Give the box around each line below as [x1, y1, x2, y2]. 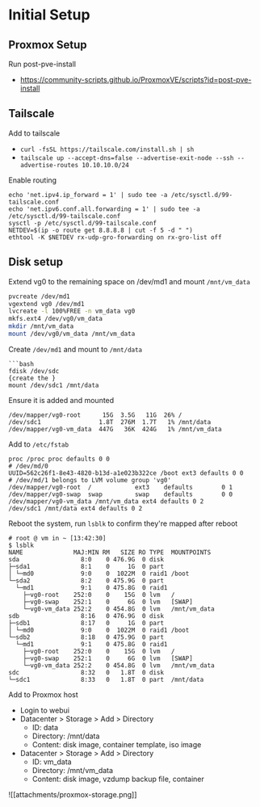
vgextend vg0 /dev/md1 [8, 300, 85, 308]
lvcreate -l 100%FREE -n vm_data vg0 [8, 307, 136, 316]
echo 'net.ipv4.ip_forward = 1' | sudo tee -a [8, 191, 168, 199]
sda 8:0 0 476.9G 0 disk [8, 555, 164, 563]
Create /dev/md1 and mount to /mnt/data [8, 344, 143, 354]
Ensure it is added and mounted [8, 395, 115, 405]
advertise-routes [19, 161, 79, 169]
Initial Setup [8, 6, 90, 24]
